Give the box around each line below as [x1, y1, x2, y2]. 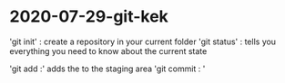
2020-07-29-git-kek [9, 6, 168, 27]
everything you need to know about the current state [9, 45, 208, 56]
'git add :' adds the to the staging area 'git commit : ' [9, 63, 206, 74]
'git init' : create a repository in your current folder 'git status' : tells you [9, 36, 276, 47]
